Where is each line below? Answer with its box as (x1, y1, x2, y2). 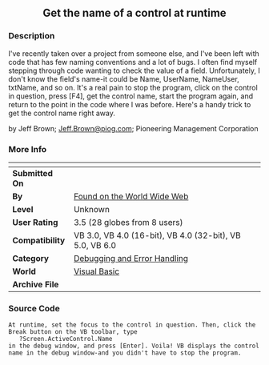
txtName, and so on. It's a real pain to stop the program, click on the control (8, 82, 258, 92)
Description (8, 30, 55, 42)
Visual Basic (73, 266, 120, 277)
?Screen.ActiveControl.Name (18, 335, 113, 343)
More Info (8, 143, 47, 154)
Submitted (12, 167, 54, 178)
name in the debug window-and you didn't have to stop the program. (8, 349, 242, 357)
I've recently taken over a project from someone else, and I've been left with (8, 48, 260, 58)
